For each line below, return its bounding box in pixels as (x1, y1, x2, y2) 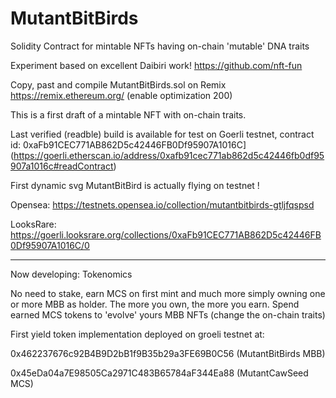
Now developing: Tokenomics (10, 268, 133, 280)
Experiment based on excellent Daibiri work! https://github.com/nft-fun (10, 59, 303, 71)
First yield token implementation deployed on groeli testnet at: (10, 328, 265, 340)
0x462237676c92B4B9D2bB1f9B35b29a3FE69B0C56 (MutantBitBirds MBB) (10, 347, 326, 359)
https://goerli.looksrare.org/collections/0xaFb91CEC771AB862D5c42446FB (10, 228, 322, 241)
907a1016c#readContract (10, 160, 114, 172)
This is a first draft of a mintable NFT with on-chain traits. (10, 108, 247, 121)
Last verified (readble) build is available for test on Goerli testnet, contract (10, 128, 315, 140)
